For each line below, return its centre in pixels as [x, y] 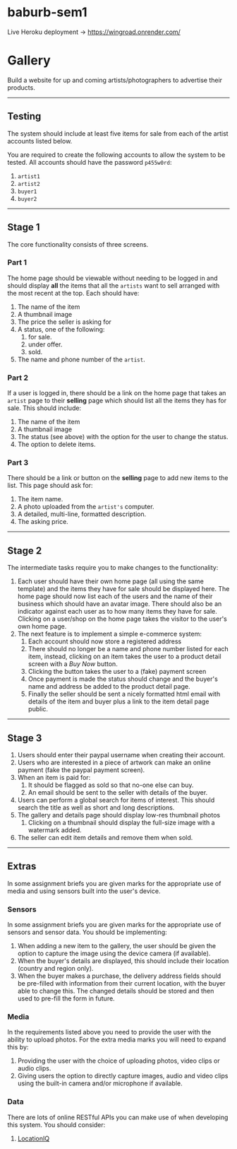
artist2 [29, 184]
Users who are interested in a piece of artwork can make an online [114, 763]
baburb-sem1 [47, 12]
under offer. [45, 344]
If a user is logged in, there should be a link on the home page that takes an [117, 393]
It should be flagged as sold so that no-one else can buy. [111, 785]
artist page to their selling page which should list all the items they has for [117, 401]
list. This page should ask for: [50, 486]
